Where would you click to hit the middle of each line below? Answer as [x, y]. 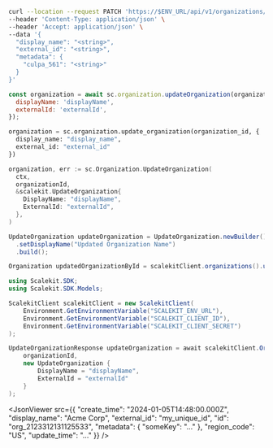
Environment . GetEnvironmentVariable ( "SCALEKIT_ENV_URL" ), [123, 311]
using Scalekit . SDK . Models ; [56, 289]
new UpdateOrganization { [67, 363]
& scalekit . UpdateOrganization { [69, 192]
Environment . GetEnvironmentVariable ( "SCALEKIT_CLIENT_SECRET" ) [132, 326]
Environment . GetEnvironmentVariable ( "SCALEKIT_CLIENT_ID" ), [127, 318]
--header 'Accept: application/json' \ [76, 27]
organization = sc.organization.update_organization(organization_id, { [134, 132]
